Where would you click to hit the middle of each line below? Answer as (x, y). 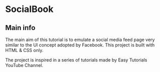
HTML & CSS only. (24, 50)
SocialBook (30, 9)
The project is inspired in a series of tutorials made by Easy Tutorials (76, 60)
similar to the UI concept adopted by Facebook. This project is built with (80, 45)
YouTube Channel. (24, 65)
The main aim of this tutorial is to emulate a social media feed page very (80, 39)
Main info (20, 28)
